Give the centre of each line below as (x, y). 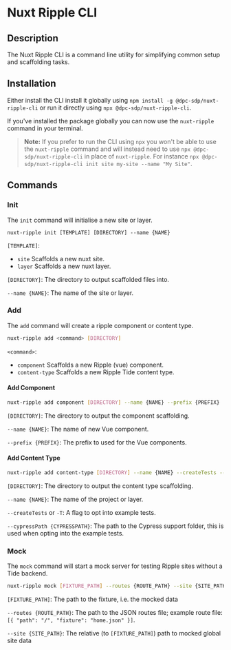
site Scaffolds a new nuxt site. (61, 258)
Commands (33, 185)
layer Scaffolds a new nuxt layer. (64, 266)
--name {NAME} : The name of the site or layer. (70, 293)
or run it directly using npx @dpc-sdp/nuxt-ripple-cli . (115, 108)
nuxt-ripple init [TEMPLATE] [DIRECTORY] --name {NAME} (89, 232)
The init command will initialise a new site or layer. (80, 220)
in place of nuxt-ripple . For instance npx (142, 156)
